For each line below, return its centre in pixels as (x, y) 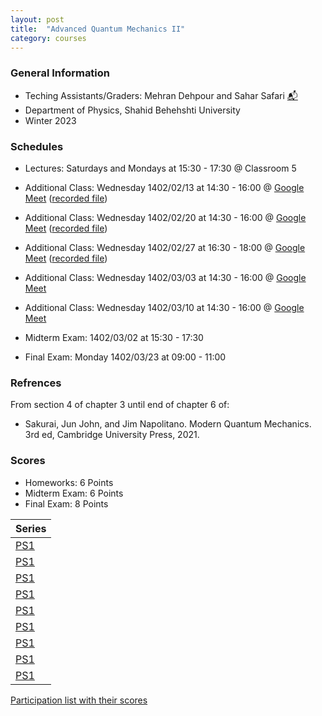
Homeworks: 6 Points (69, 482)
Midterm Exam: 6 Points (74, 493)
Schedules (37, 146)
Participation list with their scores (79, 700)
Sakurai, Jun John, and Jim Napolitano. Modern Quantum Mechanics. (168, 424)
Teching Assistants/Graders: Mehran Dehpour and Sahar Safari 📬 (161, 95)
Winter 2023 (50, 120)
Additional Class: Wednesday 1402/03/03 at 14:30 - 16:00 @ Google (165, 277)
